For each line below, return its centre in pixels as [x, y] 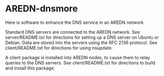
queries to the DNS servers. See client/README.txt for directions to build [80, 63]
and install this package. [30, 68]
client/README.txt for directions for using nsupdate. [59, 48]
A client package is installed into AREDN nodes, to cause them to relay [78, 57]
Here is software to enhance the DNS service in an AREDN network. [75, 22]
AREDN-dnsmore [41, 9]
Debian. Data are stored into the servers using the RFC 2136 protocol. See [81, 42]
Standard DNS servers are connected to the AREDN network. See [72, 32]
